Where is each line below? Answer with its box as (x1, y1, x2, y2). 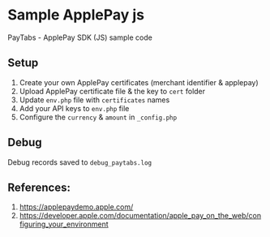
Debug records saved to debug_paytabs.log (7, 157, 152, 167)
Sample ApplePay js (7, 6, 145, 24)
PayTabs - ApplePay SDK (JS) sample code (7, 32, 153, 42)
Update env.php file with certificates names (19, 95, 170, 105)
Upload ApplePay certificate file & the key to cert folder (19, 86, 206, 96)
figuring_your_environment (19, 219, 109, 229)
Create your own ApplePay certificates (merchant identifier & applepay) (19, 77, 259, 87)
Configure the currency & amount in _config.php (19, 112, 178, 122)
